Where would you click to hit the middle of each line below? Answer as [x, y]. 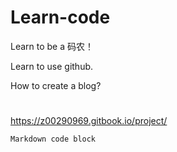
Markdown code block [53, 139]
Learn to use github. [52, 66]
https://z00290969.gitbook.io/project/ [89, 121]
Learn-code [60, 17]
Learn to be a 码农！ [52, 46]
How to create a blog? [56, 85]
